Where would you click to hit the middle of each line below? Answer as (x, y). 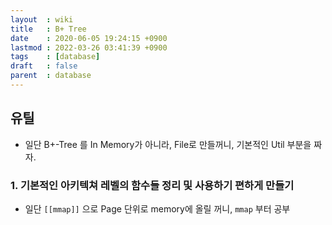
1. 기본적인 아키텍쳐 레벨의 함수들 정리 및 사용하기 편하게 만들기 (152, 185)
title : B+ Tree (48, 29)
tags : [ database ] (55, 57)
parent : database (51, 76)
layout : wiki (42, 19)
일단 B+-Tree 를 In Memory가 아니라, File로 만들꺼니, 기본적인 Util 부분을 (168, 144)
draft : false (44, 66)
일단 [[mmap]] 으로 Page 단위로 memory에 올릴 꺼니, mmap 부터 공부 (157, 208)
